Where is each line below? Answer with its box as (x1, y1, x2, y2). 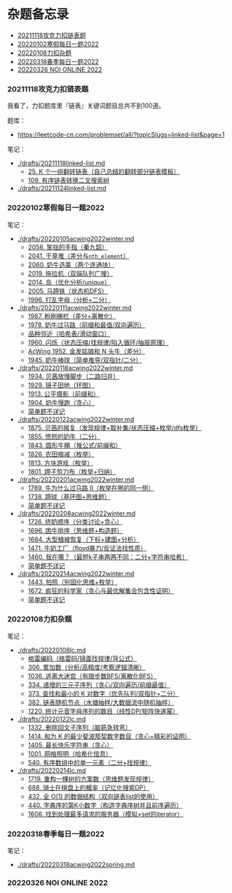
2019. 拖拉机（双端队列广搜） (27, 269, 114, 278)
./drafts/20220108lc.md (17, 645, 86, 654)
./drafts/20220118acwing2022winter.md (17, 364, 133, 372)
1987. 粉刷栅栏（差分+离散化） (27, 311, 117, 320)
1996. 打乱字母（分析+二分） (27, 295, 111, 304)
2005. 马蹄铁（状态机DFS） (27, 286, 109, 295)
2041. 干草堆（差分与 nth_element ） (27, 251, 130, 260)
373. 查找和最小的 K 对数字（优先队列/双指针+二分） (27, 689, 179, 698)
